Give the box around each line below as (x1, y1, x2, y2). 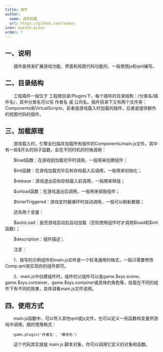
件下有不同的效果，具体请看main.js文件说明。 (5, 286, 97, 292)
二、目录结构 (5, 79, 44, 87)
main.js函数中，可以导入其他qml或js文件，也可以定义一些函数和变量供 (14, 315, 154, 321)
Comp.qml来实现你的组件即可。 (5, 263, 69, 269)
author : (5, 12, 21, 17)
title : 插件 (5, 7, 28, 12)
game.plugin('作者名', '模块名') (14, 332, 77, 337)
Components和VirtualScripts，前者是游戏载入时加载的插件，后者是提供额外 (5, 105, 157, 111)
